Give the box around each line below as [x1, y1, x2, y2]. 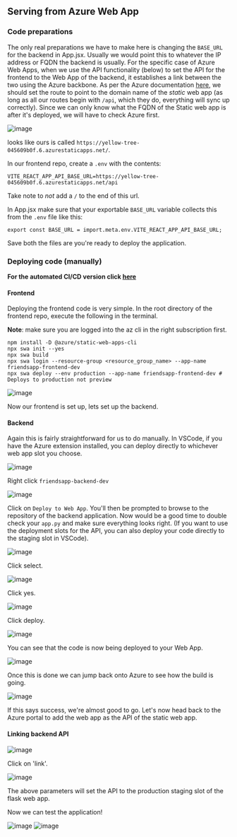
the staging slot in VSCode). [7, 534, 89, 543]
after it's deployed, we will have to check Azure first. [7, 110, 160, 119]
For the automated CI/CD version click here [7, 272, 136, 281]
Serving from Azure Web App [7, 6, 140, 18]
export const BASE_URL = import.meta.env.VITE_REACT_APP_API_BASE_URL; [7, 226, 222, 233]
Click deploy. [7, 616, 45, 625]
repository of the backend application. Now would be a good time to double [7, 512, 227, 520]
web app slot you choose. [7, 449, 83, 458]
